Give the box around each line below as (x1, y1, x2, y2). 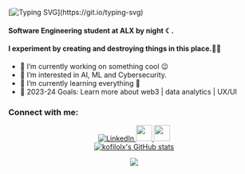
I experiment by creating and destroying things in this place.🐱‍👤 (8, 44, 222, 53)
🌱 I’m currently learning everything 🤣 (19, 78, 141, 87)
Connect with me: (8, 106, 79, 118)
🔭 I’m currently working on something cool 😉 (19, 61, 169, 71)
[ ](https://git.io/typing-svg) (8, 8, 144, 17)
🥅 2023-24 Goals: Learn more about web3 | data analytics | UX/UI (19, 87, 238, 96)
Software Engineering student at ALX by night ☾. (8, 25, 174, 35)
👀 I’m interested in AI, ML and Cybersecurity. (19, 70, 168, 79)
